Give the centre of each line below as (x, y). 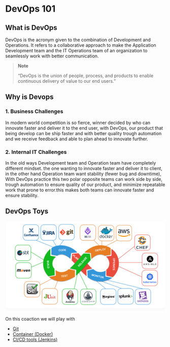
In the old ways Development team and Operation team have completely (81, 163)
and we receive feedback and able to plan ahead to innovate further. (77, 139)
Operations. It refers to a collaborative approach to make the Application (81, 45)
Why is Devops (29, 97)
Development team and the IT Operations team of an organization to (76, 51)
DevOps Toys (27, 211)
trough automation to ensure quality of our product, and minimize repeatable (85, 184)
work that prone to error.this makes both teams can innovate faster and (80, 190)
